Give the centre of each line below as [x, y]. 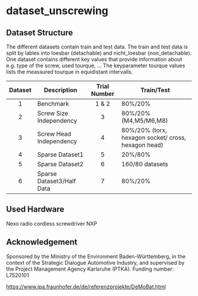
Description [61, 90]
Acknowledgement [42, 242]
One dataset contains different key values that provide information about [94, 59]
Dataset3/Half [57, 181]
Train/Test [155, 90]
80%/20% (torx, [144, 130]
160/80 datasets [145, 164]
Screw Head [55, 134]
